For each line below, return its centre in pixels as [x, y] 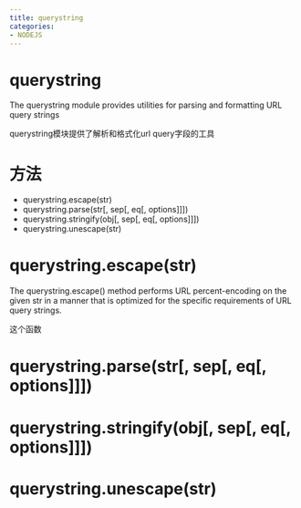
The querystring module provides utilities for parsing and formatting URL [146, 105]
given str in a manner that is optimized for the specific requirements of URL [150, 301]
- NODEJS [26, 35]
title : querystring [47, 18]
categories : [32, 26]
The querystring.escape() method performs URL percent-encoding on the [148, 291]
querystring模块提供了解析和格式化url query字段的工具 [112, 134]
